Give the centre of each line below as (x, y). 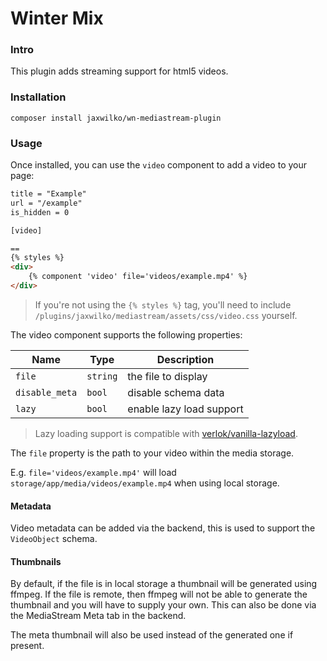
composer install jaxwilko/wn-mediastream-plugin (116, 118)
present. (27, 646)
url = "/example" (46, 203)
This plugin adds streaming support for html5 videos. (119, 71)
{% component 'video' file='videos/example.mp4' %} (138, 277)
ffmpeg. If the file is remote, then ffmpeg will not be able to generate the (159, 594)
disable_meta (46, 392)
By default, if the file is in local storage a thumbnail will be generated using (164, 584)
